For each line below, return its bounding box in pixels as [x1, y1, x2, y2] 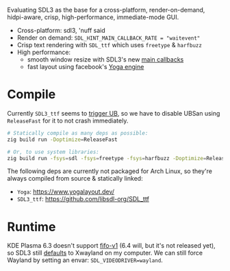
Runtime [7, 219, 56, 235]
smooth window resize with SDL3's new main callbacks [27, 55, 184, 64]
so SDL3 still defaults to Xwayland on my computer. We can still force [7, 249, 203, 257]
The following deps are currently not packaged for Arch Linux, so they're [7, 167, 212, 175]
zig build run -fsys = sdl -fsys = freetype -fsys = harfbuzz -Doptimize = [7, 155, 207, 162]
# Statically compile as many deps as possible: [7, 129, 149, 136]
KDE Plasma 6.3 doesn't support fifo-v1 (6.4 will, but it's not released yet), [7, 242, 216, 250]
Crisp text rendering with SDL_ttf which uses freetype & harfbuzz [16, 41, 202, 49]
